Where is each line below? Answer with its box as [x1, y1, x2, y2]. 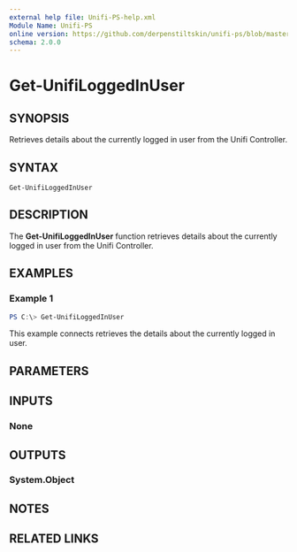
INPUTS [9, 394, 53, 409]
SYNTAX [9, 160, 59, 175]
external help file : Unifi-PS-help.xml [9, 12, 156, 22]
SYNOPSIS [9, 111, 70, 126]
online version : [9, 29, 69, 38]
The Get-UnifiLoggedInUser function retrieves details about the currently [9, 231, 278, 241]
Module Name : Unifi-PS [9, 21, 93, 30]
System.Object [9, 474, 75, 487]
